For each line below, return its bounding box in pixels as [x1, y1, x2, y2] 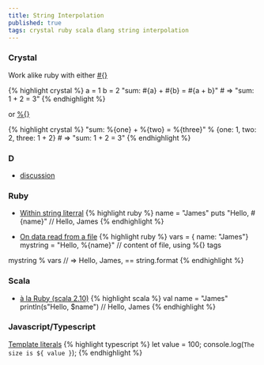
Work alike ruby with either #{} [8, 70, 108, 80]
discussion [19, 171, 55, 180]
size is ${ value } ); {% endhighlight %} [8, 348, 143, 357]
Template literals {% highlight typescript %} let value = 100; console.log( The [8, 339, 255, 348]
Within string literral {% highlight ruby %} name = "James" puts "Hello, [19, 209, 249, 218]
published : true [8, 19, 62, 27]
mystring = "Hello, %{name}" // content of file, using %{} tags [19, 240, 221, 250]
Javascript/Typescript [8, 322, 96, 333]
